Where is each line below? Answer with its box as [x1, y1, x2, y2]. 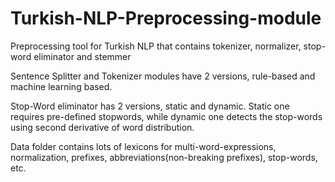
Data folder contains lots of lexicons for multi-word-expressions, [10, 140, 277, 152]
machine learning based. [10, 80, 113, 92]
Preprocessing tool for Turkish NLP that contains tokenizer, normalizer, [10, 40, 302, 52]
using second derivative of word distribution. [10, 121, 195, 133]
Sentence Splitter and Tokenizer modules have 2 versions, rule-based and [10, 70, 316, 82]
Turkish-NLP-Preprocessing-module [10, 7, 322, 30]
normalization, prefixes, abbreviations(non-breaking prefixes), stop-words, [10, 151, 318, 163]
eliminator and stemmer [33, 50, 132, 62]
